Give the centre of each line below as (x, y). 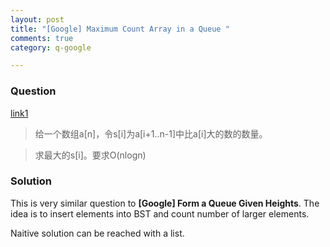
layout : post (37, 19)
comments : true (42, 38)
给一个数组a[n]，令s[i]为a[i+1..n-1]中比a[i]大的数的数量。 (151, 133)
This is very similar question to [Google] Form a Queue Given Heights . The (165, 203)
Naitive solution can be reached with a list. (97, 233)
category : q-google (51, 47)
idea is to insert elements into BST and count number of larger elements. (160, 213)
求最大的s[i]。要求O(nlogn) (90, 155)
